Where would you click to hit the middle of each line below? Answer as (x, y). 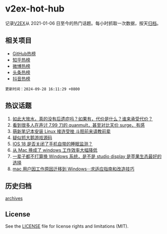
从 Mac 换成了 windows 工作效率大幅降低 (55, 150)
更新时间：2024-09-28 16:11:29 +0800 (42, 89)
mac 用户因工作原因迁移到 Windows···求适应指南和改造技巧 (73, 169)
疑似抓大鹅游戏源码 (32, 137)
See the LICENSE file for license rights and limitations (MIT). (67, 226)
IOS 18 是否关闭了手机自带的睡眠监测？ (52, 144)
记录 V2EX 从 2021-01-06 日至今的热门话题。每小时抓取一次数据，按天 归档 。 (83, 23)
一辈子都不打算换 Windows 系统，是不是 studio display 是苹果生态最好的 (87, 156)
